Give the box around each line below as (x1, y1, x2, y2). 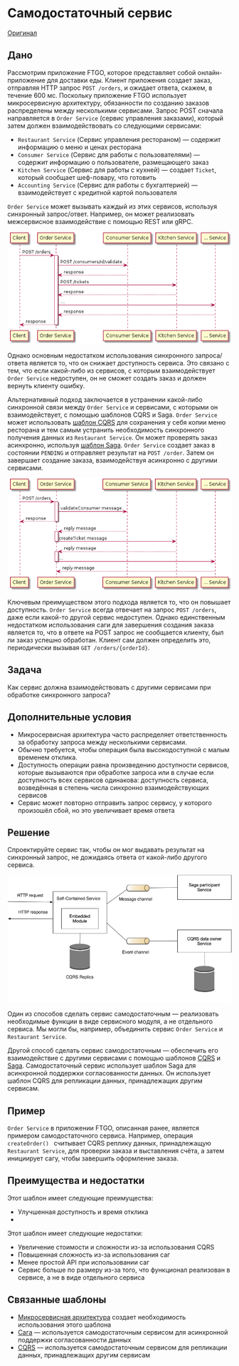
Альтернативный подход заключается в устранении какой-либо (7, 395, 203, 404)
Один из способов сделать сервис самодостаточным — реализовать (7, 1010, 219, 1018)
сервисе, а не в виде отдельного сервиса (17, 1273, 145, 1282)
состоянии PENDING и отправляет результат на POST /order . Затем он (7, 448, 215, 457)
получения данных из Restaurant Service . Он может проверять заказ (7, 433, 218, 442)
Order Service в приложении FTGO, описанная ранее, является (7, 1124, 200, 1133)
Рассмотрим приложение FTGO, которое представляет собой (7, 68, 196, 76)
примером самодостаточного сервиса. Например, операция (7, 1131, 193, 1140)
